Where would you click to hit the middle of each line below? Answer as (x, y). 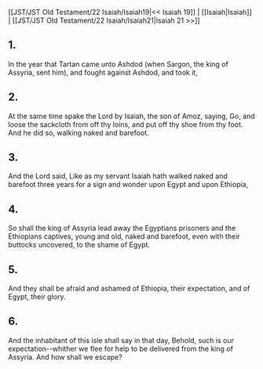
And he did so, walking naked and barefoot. (79, 133)
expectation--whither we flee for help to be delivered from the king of (121, 349)
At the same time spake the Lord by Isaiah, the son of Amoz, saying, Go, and (131, 116)
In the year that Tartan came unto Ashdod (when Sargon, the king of (119, 64)
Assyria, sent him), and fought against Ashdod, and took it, (103, 72)
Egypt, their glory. (37, 297)
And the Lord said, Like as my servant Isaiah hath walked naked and (118, 176)
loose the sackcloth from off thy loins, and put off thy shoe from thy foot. (126, 124)
